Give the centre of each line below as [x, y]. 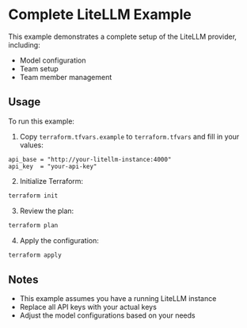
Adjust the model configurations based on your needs [107, 315]
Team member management [66, 77]
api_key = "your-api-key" [53, 166]
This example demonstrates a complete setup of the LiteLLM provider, [123, 36]
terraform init [33, 196]
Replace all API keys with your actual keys [88, 307]
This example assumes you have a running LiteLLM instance [118, 299]
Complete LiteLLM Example [100, 15]
